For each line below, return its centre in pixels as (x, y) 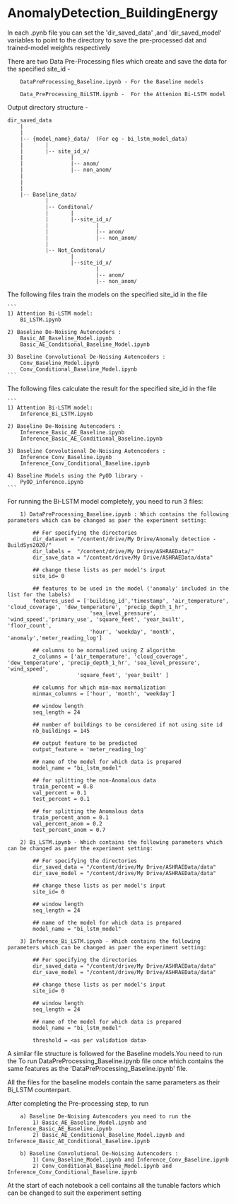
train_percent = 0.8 (63, 787)
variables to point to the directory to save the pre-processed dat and (107, 40)
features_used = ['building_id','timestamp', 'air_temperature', (131, 601)
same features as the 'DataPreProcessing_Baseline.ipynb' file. (98, 1068)
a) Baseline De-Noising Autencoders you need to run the (106, 1116)
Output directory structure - (48, 107)
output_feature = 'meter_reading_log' (90, 749)
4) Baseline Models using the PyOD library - (75, 475)
